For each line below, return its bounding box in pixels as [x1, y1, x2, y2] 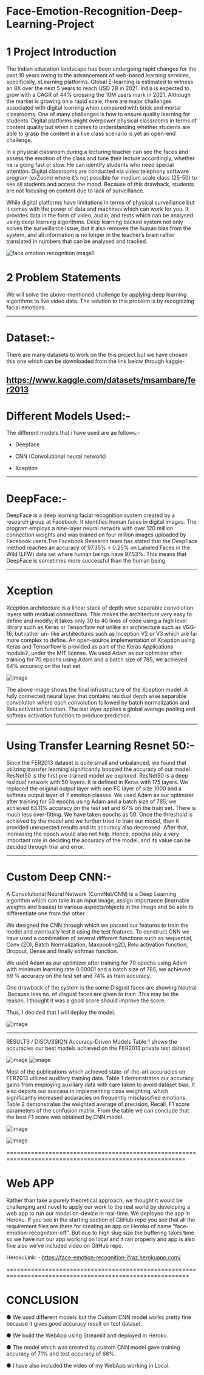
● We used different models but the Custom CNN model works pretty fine [6, 1313, 192, 1321]
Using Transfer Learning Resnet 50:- [6, 739, 195, 753]
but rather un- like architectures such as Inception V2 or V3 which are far [14, 630, 198, 638]
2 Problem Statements [6, 271, 121, 284]
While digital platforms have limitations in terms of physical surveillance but [6, 199, 195, 206]
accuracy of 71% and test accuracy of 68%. [6, 1350, 117, 1357]
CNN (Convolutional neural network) [15, 452, 106, 460]
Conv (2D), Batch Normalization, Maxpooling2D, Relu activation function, [6, 941, 188, 948]
